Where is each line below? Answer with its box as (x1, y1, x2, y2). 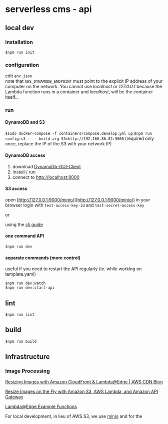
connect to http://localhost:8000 (12, 174, 80, 180)
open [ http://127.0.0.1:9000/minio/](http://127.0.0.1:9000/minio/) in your (5, 196, 150, 202)
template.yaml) (5, 271, 36, 277)
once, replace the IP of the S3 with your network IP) (5, 141, 112, 147)
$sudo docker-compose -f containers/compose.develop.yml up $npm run (5, 131, 152, 136)
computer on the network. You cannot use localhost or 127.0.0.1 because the (5, 84, 162, 90)
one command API (5, 233, 44, 239)
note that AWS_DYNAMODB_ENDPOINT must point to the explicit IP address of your (5, 78, 163, 84)
